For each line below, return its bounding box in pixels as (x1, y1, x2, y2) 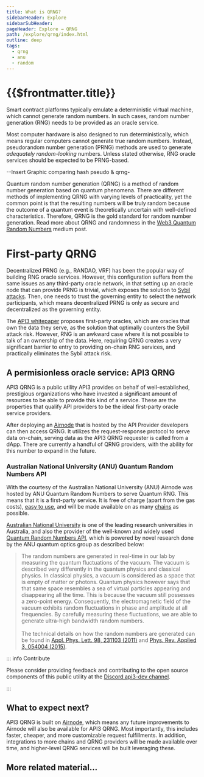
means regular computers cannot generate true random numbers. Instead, (6, 138, 193, 145)
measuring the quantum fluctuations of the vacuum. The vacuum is (21, 559, 190, 566)
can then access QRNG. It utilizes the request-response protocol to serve (6, 428, 191, 435)
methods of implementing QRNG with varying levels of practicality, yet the (6, 193, 192, 201)
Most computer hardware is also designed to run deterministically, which (6, 131, 189, 138)
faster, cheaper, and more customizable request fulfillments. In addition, (6, 731, 187, 739)
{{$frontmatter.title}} (6, 86, 116, 100)
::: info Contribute (6, 655, 51, 662)
